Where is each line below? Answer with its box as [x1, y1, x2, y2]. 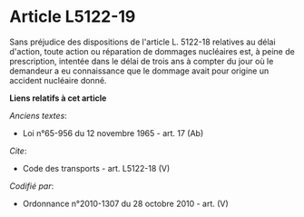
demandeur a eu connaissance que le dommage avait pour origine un [9, 65, 270, 76]
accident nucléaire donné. [9, 74, 107, 85]
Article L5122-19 [9, 6, 136, 27]
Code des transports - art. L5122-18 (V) [22, 163, 171, 173]
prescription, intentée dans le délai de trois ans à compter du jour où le [9, 55, 274, 66]
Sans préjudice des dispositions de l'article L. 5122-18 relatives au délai [9, 36, 276, 47]
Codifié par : [9, 180, 54, 192]
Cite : [9, 145, 27, 156]
